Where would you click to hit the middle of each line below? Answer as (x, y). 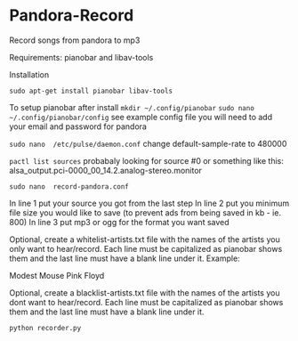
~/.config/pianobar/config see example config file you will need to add (141, 117)
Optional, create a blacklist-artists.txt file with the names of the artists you (145, 292)
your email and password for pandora (78, 126)
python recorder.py (45, 328)
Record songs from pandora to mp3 (75, 40)
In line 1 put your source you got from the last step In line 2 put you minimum (149, 203)
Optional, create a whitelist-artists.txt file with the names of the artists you (145, 239)
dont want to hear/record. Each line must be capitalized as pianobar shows (146, 302)
